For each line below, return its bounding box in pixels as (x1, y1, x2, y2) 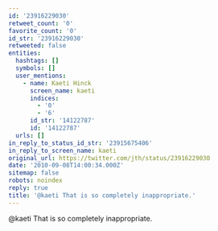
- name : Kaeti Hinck (23, 79, 92, 87)
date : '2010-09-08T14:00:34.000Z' (8, 162, 125, 170)
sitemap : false (8, 169, 60, 177)
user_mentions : (15, 72, 67, 80)
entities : (8, 49, 42, 57)
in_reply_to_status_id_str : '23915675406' (8, 138, 153, 147)
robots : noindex (8, 176, 63, 185)
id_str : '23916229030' (8, 34, 84, 43)
